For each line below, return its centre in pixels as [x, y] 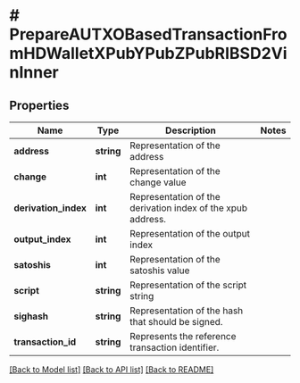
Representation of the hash [186, 311]
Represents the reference [183, 336]
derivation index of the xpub [188, 208]
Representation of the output [189, 233]
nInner [34, 73]
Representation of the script [188, 285]
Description [191, 130]
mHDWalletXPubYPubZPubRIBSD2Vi [148, 54]
